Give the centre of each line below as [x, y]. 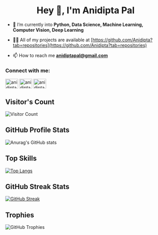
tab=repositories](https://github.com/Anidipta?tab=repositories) [80, 45]
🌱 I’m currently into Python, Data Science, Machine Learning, [78, 24]
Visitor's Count [30, 102]
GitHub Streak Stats [37, 187]
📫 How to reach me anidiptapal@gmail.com [60, 55]
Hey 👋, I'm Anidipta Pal [86, 10]
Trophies [20, 215]
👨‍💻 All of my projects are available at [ [52, 40]
